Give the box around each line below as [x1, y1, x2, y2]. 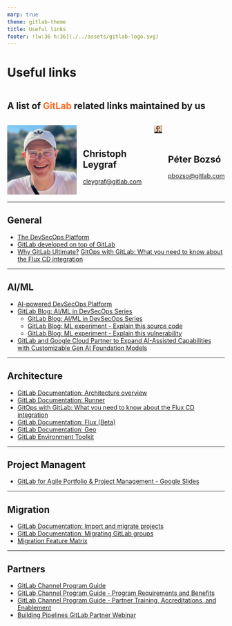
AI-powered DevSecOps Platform [17, 300, 113, 308]
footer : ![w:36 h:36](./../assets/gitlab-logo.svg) [7, 33, 159, 40]
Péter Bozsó [168, 153, 222, 165]
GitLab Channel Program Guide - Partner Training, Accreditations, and [17, 596, 217, 604]
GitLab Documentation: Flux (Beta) [17, 418, 116, 426]
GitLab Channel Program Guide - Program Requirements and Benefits [17, 589, 215, 597]
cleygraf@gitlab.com [82, 177, 142, 186]
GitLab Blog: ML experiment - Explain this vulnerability [27, 329, 182, 338]
